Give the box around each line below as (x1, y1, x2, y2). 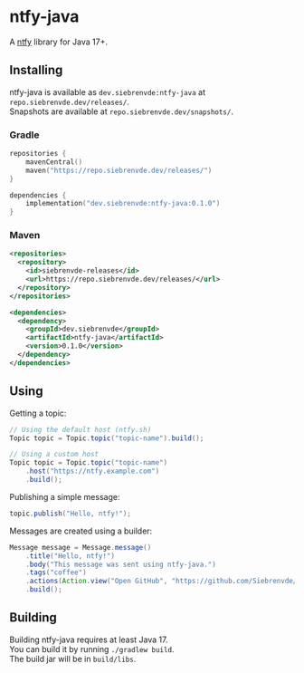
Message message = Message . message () (9, 543, 152, 552)
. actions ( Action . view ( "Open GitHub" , (25, 577, 168, 586)
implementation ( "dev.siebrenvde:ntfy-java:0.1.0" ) (25, 199, 221, 208)
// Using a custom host (9, 450, 100, 459)
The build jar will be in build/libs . (9, 653, 137, 664)
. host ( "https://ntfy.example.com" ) (25, 466, 160, 476)
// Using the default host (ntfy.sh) (9, 425, 152, 434)
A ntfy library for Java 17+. (9, 36, 109, 47)
